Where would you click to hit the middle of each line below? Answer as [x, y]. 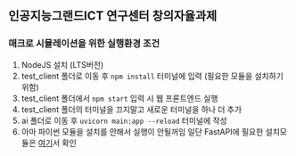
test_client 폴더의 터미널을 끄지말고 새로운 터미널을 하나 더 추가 [132, 109]
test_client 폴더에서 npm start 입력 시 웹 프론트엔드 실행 [119, 98]
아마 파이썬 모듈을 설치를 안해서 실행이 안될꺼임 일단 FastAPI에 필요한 [142, 131]
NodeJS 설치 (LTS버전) [62, 64]
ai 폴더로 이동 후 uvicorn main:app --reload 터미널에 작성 [124, 120]
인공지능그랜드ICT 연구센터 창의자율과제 [113, 16]
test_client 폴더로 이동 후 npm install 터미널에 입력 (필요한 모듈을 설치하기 [152, 76]
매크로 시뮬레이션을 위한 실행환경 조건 [84, 44]
